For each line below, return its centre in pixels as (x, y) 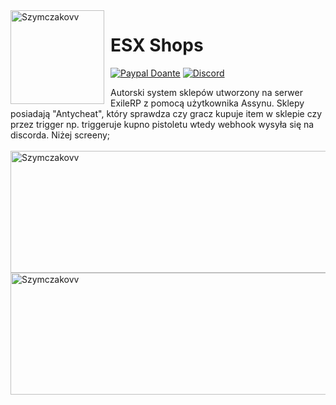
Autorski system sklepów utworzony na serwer (207, 92)
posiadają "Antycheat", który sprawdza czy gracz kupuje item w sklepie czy (166, 113)
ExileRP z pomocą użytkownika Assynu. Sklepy (207, 103)
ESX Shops (157, 45)
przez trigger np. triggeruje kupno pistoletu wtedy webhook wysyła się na (162, 124)
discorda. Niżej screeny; (60, 135)
